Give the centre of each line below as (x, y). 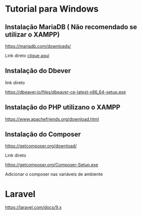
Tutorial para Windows (52, 9)
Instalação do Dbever (38, 71)
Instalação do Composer (43, 134)
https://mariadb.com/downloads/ (38, 46)
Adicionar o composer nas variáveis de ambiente (54, 174)
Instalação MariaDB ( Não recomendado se (71, 27)
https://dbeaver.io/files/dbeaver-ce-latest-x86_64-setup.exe (66, 92)
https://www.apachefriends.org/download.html (52, 119)
